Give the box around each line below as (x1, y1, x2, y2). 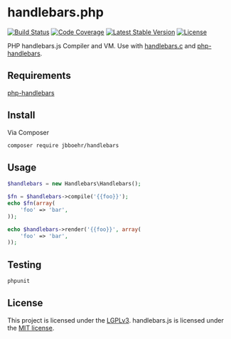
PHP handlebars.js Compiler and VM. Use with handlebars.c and (7, 41, 196, 50)
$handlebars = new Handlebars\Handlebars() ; (7, 181, 141, 188)
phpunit (7, 278, 31, 285)
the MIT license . (7, 323, 55, 332)
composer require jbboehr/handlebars (7, 141, 119, 149)
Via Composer (7, 128, 50, 136)
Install (7, 109, 36, 122)
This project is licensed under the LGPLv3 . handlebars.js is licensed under (7, 316, 224, 324)
